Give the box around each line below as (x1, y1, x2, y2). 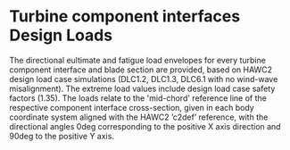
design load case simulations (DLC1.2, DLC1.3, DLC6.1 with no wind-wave (9, 73, 278, 84)
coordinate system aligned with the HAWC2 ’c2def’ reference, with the (9, 112, 269, 122)
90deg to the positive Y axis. (9, 130, 114, 141)
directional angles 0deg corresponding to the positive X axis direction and (9, 121, 281, 131)
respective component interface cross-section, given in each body (9, 102, 254, 112)
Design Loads (9, 25, 113, 46)
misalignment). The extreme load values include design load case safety (9, 83, 276, 94)
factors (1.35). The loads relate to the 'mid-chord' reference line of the (9, 92, 268, 104)
